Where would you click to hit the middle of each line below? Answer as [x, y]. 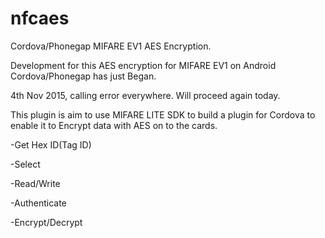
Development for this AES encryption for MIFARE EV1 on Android [143, 65]
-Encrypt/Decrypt [46, 222]
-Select [25, 164]
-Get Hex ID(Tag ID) [51, 144]
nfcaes [40, 18]
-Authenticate [38, 203]
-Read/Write [35, 183]
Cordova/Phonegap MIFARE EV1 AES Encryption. [111, 46]
